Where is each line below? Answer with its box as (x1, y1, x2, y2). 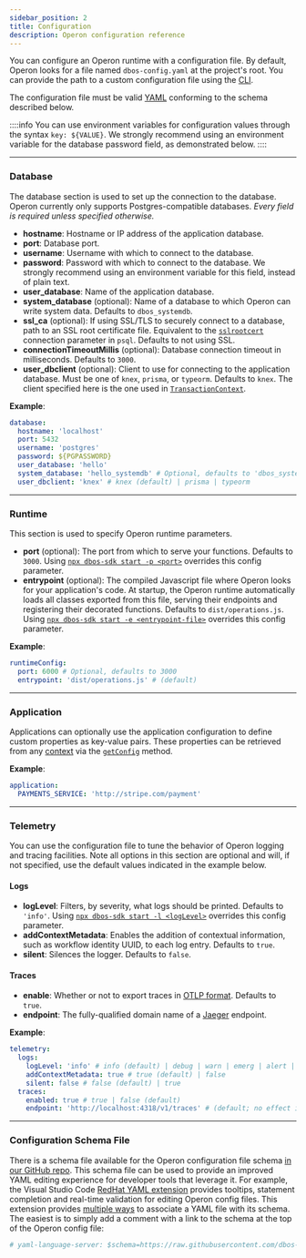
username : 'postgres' (17, 444, 100, 453)
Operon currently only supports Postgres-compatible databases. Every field (9, 200, 294, 211)
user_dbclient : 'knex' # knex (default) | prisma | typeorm (17, 477, 250, 486)
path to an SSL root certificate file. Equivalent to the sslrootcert (22, 324, 264, 335)
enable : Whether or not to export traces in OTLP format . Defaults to (22, 990, 277, 1001)
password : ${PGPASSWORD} (17, 452, 112, 461)
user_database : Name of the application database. (22, 286, 215, 297)
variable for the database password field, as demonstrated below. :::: (9, 138, 267, 150)
